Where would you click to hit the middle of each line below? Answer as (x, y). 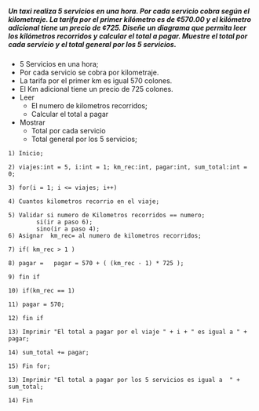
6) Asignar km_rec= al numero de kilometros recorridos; (105, 235)
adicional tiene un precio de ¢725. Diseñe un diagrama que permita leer (128, 27)
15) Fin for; (29, 366)
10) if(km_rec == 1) (42, 290)
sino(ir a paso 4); (68, 229)
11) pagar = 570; (36, 304)
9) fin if (24, 277)
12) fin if (26, 318)
